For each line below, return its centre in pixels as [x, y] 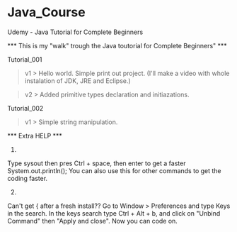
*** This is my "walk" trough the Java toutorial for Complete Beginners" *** [117, 45]
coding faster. [28, 178]
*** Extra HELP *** [35, 136]
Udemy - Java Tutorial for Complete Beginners [75, 32]
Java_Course [47, 12]
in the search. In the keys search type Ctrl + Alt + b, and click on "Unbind [114, 213]
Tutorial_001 [25, 59]
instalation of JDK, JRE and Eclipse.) [77, 81]
